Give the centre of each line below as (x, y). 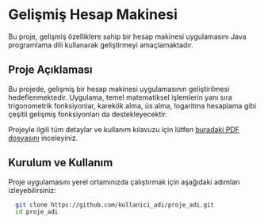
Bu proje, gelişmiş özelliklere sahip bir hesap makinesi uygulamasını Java (128, 36)
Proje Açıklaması (50, 70)
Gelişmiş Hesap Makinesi (93, 15)
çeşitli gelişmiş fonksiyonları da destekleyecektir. (88, 114)
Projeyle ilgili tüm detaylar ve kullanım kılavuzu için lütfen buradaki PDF (124, 129)
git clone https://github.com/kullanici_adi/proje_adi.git (115, 205)
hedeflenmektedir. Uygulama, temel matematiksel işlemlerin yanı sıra (120, 97)
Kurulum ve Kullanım (61, 163)
